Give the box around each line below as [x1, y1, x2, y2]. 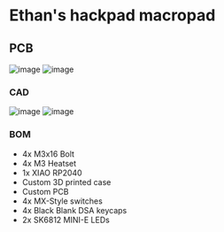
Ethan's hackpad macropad [9, 5, 216, 26]
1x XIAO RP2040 [21, 167, 82, 178]
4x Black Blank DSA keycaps [21, 205, 127, 215]
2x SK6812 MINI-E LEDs [21, 214, 111, 225]
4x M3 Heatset [21, 158, 77, 168]
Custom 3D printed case [21, 176, 112, 187]
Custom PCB [21, 186, 69, 197]
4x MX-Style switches [21, 196, 104, 206]
